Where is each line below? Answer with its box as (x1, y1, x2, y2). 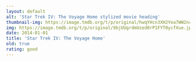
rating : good (6, 46, 38, 52)
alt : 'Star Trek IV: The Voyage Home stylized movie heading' (6, 14, 160, 20)
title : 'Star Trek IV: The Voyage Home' (6, 35, 106, 41)
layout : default (6, 8, 45, 15)
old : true (6, 41, 30, 47)
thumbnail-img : (6, 19, 43, 25)
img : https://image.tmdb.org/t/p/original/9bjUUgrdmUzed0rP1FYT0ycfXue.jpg (6, 24, 194, 31)
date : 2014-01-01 (6, 30, 48, 36)
